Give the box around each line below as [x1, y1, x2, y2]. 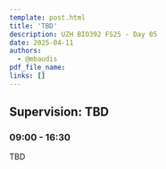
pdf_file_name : [9, 63, 66, 72]
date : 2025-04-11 [9, 38, 74, 47]
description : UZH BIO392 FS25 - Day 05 [9, 30, 158, 38]
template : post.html [9, 13, 87, 22]
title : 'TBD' [9, 21, 58, 30]
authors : [9, 46, 42, 55]
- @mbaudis [17, 55, 58, 63]
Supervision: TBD [9, 105, 110, 120]
